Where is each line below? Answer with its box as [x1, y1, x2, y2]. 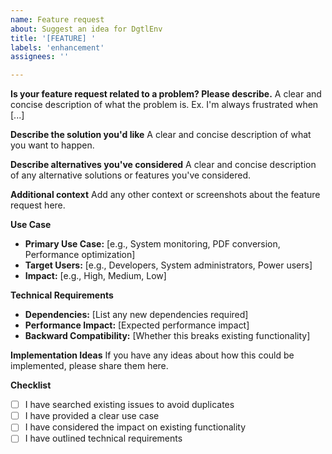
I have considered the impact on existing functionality [24, 421, 247, 433]
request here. [10, 199, 66, 211]
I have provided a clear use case [24, 410, 160, 422]
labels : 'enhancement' [10, 42, 105, 53]
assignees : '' [10, 52, 70, 62]
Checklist [10, 379, 52, 391]
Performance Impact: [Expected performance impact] [24, 319, 250, 331]
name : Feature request [10, 14, 105, 25]
